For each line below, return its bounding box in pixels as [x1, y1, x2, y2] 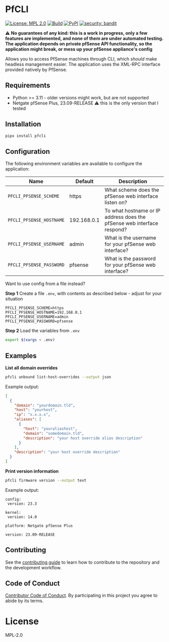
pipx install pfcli [5, 133, 46, 138]
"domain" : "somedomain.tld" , [23, 431, 84, 436]
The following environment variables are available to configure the [5, 160, 142, 167]
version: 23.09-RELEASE [5, 532, 55, 537]
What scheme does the [104, 187, 159, 194]
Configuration [5, 147, 50, 156]
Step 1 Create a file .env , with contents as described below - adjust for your [5, 290, 162, 297]
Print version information [5, 468, 59, 474]
